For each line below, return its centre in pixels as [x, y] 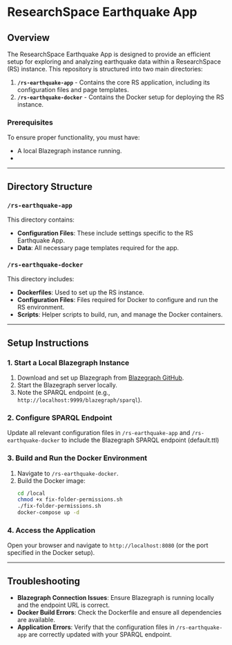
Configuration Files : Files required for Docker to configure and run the [118, 300]
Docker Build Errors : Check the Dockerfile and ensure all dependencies [119, 612]
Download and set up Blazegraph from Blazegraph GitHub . [100, 378]
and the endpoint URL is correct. [64, 605]
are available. [36, 620]
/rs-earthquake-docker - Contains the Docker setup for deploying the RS [120, 97]
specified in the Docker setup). [51, 553]
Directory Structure [50, 187]
